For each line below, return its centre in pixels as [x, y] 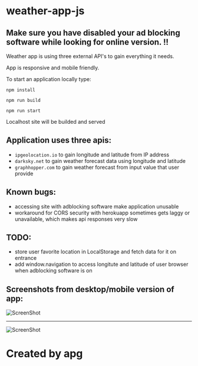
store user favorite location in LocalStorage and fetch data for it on [95, 252]
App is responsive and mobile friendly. [53, 68]
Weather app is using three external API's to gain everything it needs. [90, 56]
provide [24, 174]
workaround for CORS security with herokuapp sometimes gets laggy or [102, 213]
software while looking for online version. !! [88, 42]
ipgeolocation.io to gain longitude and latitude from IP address [92, 155]
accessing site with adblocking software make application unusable [97, 206]
